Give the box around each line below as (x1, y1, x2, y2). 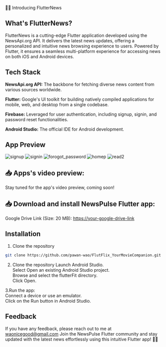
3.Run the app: (5, 287, 35, 293)
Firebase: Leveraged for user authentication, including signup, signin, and (5, 111, 157, 117)
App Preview (5, 141, 46, 149)
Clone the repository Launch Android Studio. (12, 262, 104, 268)
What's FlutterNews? (5, 19, 73, 27)
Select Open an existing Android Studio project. (12, 267, 110, 273)
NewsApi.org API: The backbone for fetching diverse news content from (5, 81, 155, 87)
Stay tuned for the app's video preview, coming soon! (5, 184, 115, 190)
